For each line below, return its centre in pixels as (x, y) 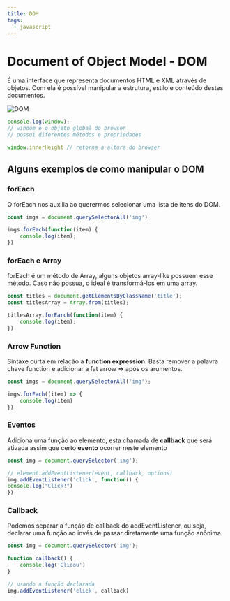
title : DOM (23, 14)
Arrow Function (34, 346)
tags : (15, 20)
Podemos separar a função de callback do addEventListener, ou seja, (107, 526)
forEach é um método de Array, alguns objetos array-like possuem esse (110, 276)
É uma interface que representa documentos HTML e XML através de (107, 80)
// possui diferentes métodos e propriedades (74, 135)
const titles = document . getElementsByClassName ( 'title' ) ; (95, 296)
